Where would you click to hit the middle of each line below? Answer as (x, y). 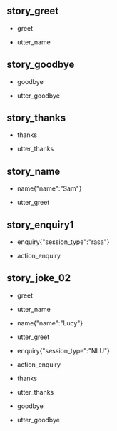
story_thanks (36, 118)
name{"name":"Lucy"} (50, 323)
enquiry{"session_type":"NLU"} (63, 350)
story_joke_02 (39, 278)
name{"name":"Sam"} (49, 188)
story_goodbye (41, 65)
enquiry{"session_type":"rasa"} (63, 242)
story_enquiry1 (40, 224)
